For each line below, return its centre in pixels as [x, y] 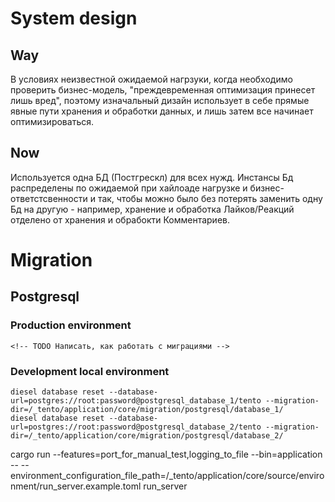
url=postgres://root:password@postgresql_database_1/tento [136, 400]
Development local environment [90, 371]
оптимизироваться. [52, 121]
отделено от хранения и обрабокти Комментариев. [120, 219]
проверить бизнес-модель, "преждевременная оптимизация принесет [163, 90]
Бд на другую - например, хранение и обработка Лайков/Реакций [152, 209]
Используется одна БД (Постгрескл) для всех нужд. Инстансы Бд [152, 177]
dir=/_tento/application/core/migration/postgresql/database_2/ [147, 435]
